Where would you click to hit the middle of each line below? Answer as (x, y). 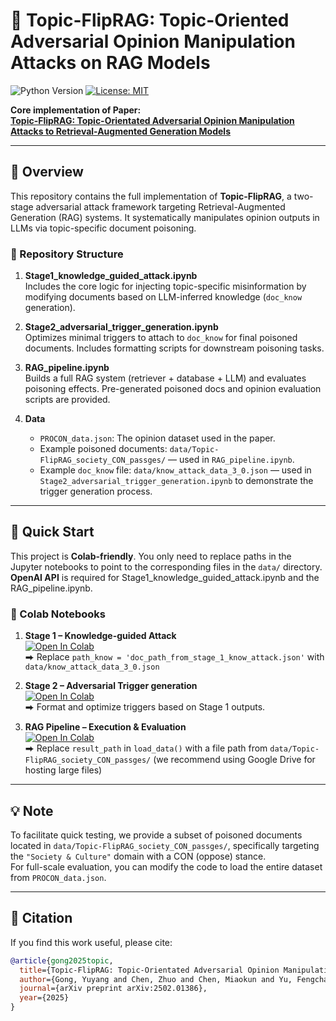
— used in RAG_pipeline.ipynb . (231, 460)
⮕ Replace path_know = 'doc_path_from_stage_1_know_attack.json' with (174, 657)
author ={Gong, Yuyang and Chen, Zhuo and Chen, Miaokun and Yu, (156, 979)
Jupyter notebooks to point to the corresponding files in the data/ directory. (166, 566)
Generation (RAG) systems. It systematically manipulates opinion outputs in (165, 217)
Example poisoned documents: (103, 449)
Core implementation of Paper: (76, 110)
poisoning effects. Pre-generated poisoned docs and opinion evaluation (173, 389)
